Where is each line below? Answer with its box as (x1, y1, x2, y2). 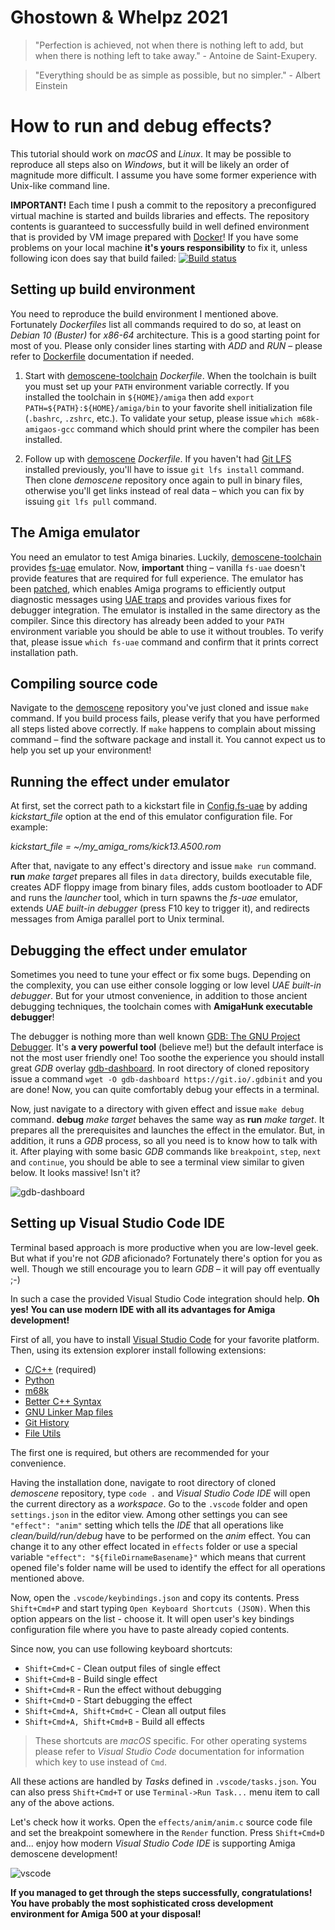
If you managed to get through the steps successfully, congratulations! (10, 1886, 313, 1898)
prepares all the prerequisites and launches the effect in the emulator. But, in (10, 1124, 326, 1136)
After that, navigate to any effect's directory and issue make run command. (10, 860, 317, 872)
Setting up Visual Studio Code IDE (10, 1215, 226, 1232)
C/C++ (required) (24, 1363, 97, 1375)
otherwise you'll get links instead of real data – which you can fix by (24, 484, 305, 496)
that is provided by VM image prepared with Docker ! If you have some (10, 231, 299, 243)
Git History (24, 1416, 70, 1428)
